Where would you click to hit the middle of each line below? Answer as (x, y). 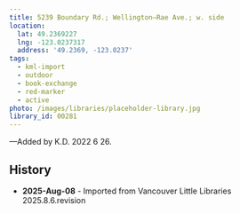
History (30, 170)
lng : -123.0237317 (52, 42)
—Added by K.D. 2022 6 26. (61, 142)
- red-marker (41, 91)
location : (28, 26)
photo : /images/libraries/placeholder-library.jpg (105, 108)
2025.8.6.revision (54, 200)
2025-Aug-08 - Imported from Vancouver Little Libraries (127, 191)
